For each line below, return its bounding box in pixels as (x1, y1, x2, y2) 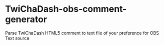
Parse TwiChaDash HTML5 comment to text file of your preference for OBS (5, 30, 159, 36)
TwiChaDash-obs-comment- (5, 3, 127, 15)
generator (5, 14, 47, 25)
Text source (5, 35, 30, 41)
